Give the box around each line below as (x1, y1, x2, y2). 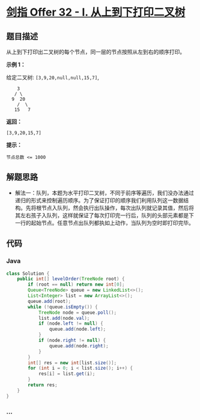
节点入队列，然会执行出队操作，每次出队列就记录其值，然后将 (41, 204, 194, 211)
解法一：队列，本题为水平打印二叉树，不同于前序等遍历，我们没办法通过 (14, 189, 194, 196)
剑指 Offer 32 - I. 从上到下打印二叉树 (6, 5, 186, 19)
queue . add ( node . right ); (49, 343, 109, 349)
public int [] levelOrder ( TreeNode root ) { (17, 276, 125, 282)
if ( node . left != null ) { (38, 320, 103, 327)
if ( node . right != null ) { (38, 337, 106, 343)
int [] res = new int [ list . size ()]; (28, 359, 117, 366)
